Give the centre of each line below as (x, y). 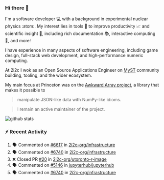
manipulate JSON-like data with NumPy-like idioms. (69, 100)
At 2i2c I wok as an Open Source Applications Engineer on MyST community (82, 70)
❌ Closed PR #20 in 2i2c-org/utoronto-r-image (59, 159)
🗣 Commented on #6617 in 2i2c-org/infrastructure (64, 145)
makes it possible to (25, 90)
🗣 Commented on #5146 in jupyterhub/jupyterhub (63, 165)
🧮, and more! (18, 41)
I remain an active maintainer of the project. (61, 109)
